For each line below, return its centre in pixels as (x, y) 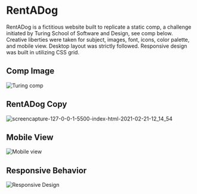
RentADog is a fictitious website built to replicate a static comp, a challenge (99, 27)
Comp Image (30, 71)
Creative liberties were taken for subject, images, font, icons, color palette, (98, 39)
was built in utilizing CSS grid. (43, 52)
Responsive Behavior (47, 170)
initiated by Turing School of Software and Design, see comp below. (90, 33)
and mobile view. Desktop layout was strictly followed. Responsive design (97, 46)
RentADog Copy (37, 104)
